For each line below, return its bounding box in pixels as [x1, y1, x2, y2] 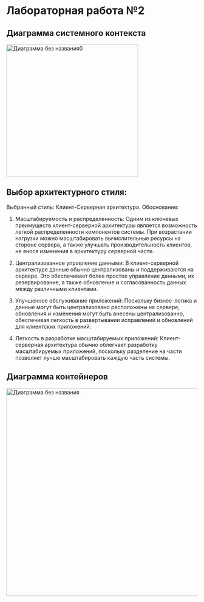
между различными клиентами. [15, 285, 98, 292]
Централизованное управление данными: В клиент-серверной [15, 259, 179, 267]
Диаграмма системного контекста [6, 28, 146, 38]
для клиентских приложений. [15, 323, 92, 330]
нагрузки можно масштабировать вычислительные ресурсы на [15, 234, 181, 242]
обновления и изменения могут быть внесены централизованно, [15, 310, 185, 317]
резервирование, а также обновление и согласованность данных [15, 278, 186, 286]
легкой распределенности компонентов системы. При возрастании [15, 228, 192, 235]
